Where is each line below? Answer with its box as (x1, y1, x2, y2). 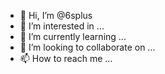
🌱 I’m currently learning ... (19, 31, 127, 42)
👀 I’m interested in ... (19, 20, 105, 32)
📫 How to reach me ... (19, 53, 113, 64)
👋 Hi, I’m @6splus (19, 10, 93, 21)
